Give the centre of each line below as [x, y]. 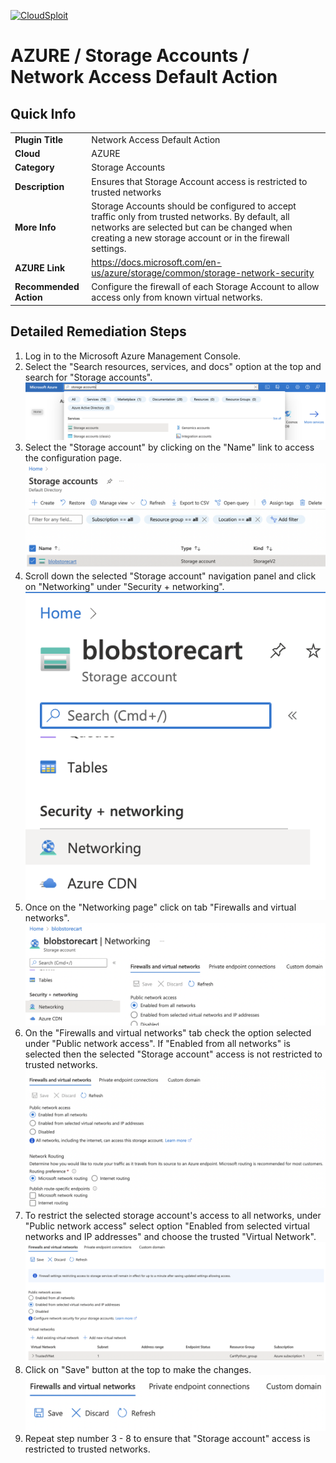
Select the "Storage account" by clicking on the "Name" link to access [169, 447]
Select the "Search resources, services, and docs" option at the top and [173, 366]
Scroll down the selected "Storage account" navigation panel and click [170, 576]
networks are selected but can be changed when [192, 227]
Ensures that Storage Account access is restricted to [199, 181]
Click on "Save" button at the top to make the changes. [138, 1369]
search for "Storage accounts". [88, 377]
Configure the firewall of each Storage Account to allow [205, 287]
